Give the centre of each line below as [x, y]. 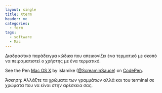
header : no [16, 19]
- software [21, 37]
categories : [17, 23]
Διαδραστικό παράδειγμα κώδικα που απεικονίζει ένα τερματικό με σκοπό [81, 56]
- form [16, 28]
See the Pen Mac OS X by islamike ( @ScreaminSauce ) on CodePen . [74, 70]
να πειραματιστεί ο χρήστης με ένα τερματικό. [53, 61]
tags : [11, 32]
